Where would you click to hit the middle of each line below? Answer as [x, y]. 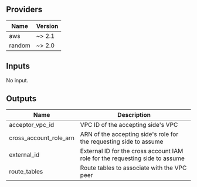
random [20, 45]
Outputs [21, 99]
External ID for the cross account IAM [132, 151]
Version [47, 26]
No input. [17, 80]
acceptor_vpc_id [32, 125]
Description [134, 115]
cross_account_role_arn [42, 138]
